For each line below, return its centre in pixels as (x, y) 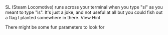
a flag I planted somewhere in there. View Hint (53, 17)
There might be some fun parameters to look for (55, 27)
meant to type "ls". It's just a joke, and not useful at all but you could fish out (84, 12)
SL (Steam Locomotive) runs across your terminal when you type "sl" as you (84, 7)
